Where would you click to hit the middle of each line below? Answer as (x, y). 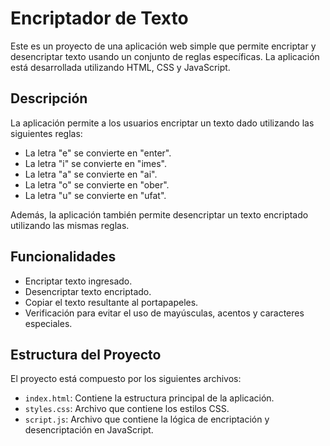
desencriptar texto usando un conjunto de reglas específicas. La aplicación (165, 56)
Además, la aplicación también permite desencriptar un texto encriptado (159, 214)
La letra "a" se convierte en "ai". (91, 174)
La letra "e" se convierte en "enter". (98, 153)
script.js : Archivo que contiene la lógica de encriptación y (147, 419)
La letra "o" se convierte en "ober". (97, 184)
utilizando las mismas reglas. (70, 225)
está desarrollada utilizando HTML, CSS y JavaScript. (120, 67)
